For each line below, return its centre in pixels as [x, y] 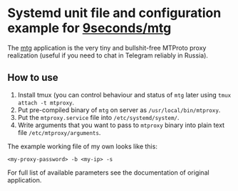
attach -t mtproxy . [46, 102]
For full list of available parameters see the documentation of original [108, 173]
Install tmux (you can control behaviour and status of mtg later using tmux [124, 94]
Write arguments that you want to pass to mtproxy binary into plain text [121, 125]
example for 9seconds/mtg [89, 28]
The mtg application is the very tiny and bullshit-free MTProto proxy [107, 48]
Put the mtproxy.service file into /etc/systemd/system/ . [98, 117]
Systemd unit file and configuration [114, 13]
